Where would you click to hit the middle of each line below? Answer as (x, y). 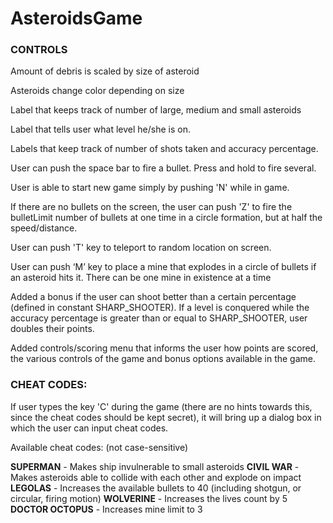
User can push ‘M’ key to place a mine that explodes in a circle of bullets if (163, 267)
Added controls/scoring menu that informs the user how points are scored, (164, 348)
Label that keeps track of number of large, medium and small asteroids (156, 110)
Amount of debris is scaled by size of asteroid (105, 71)
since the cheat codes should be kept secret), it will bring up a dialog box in (166, 417)
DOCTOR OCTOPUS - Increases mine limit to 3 (106, 509)
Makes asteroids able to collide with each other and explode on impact (156, 477)
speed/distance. (44, 228)
